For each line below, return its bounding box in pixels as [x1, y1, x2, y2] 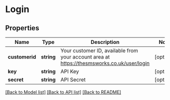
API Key [60, 68, 79, 75]
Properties [5, 24, 39, 32]
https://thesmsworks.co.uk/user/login [60, 60, 150, 67]
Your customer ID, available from [60, 47, 138, 54]
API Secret [60, 76, 86, 83]
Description [91, 39, 120, 45]
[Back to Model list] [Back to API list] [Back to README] [5, 89, 121, 95]
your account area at [60, 54, 110, 60]
